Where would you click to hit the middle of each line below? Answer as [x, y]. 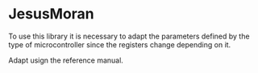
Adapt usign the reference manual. [66, 60]
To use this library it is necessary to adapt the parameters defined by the [129, 36]
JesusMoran [51, 14]
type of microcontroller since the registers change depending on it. [120, 44]
